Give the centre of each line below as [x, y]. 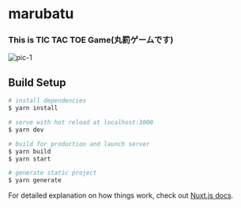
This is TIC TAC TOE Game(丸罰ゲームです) [91, 40]
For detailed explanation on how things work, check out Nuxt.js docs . [121, 195]
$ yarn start [30, 159]
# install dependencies [47, 101]
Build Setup [37, 83]
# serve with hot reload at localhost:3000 [81, 123]
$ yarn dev [26, 130]
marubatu [41, 14]
